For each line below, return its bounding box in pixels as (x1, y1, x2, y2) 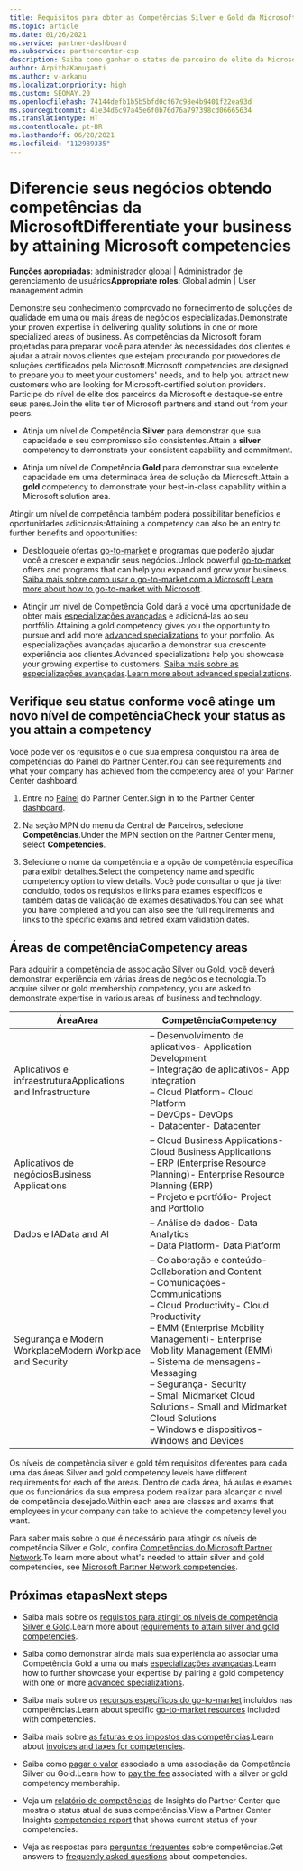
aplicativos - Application (150, 1040, 252, 1053)
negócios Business (14, 1168, 92, 1181)
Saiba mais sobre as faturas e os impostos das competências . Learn (22, 1731, 274, 1743)
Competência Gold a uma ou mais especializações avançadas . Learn (22, 1658, 277, 1669)
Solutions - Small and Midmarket (150, 1401, 287, 1413)
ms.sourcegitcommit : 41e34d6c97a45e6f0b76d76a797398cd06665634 (9, 106, 252, 115)
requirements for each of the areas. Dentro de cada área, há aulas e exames (9, 1477, 293, 1488)
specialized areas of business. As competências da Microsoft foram (9, 330, 262, 341)
